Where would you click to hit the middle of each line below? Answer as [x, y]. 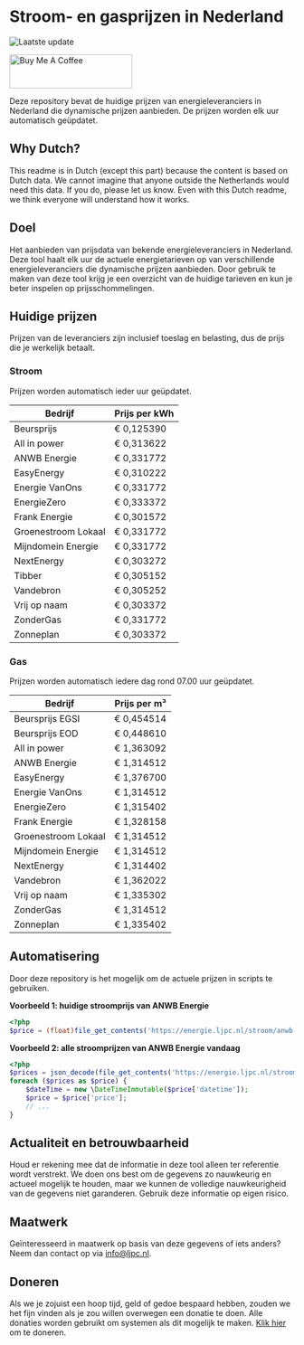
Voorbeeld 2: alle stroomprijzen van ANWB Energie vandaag [125, 1047]
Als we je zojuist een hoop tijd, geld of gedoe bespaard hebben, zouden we [150, 1303]
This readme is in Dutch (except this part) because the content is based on [148, 170]
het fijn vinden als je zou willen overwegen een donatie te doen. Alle [136, 1313]
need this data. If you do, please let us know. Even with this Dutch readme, [148, 189]
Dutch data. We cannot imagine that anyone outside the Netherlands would [149, 180]
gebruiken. [29, 988]
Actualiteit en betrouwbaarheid [100, 1143]
